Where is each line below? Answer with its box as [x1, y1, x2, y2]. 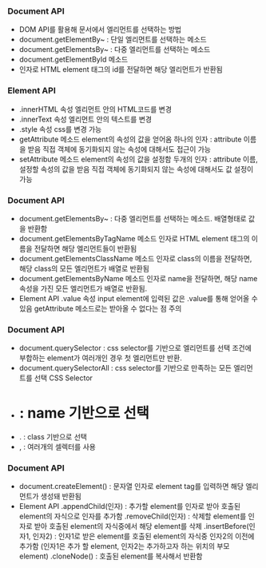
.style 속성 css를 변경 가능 [18, 124, 102, 133]
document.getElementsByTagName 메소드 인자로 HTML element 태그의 [18, 233, 250, 243]
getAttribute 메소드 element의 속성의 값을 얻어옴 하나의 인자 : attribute [18, 134, 242, 144]
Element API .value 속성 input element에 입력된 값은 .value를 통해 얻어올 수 [18, 293, 259, 303]
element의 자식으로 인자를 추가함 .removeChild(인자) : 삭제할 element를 [18, 511, 247, 521]
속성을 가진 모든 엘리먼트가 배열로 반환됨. [18, 284, 148, 293]
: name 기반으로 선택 [18, 404, 149, 423]
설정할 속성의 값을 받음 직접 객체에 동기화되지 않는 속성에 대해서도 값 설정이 [18, 164, 254, 173]
